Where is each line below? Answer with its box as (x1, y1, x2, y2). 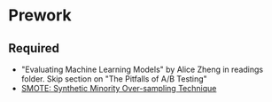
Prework (8, 5, 72, 26)
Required (8, 41, 59, 56)
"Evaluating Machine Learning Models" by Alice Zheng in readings (20, 64, 263, 75)
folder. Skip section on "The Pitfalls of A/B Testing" (20, 74, 207, 84)
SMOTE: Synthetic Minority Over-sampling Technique (20, 83, 217, 93)
